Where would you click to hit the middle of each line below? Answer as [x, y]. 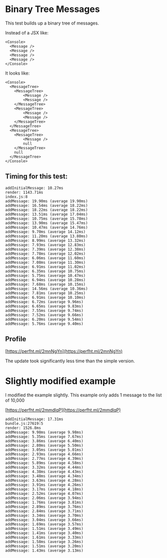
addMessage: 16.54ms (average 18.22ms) [47, 205]
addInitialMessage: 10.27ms [34, 188]
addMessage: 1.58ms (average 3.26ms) [44, 541]
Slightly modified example [61, 381]
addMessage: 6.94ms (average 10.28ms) [45, 280]
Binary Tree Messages [53, 9]
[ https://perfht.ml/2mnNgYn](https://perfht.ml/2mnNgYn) [64, 351]
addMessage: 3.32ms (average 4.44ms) [44, 467]
